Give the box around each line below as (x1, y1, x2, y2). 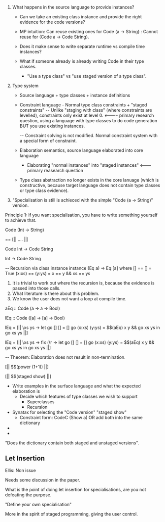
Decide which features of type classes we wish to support (19, 393, 138, 399)
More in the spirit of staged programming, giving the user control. (5, 511, 138, 517)
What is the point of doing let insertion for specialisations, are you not (5, 486, 146, 492)
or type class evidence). (19, 188, 69, 193)
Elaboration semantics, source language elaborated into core (19, 147, 144, 153)
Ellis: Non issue (5, 467, 36, 473)
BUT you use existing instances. (19, 123, 85, 129)
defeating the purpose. (5, 492, 52, 498)
